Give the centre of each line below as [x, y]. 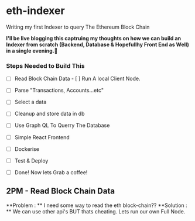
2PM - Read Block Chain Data [61, 191]
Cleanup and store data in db [49, 114]
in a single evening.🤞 [32, 50]
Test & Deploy [31, 160]
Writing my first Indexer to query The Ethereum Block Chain [78, 27]
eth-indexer [36, 11]
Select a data [30, 102]
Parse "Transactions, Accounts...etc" [59, 90]
